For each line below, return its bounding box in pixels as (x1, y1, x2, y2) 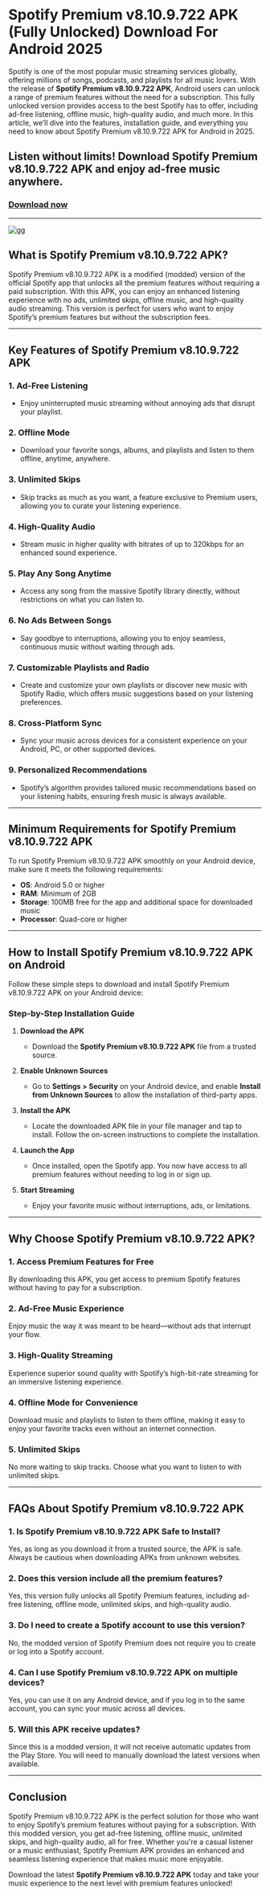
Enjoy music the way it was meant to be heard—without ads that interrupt (8, 1321, 252, 1331)
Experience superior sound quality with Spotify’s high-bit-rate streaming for (8, 1368, 259, 1378)
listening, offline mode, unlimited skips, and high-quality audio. (23, 1600, 231, 1609)
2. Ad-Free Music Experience (8, 1303, 125, 1314)
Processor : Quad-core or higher (19, 914, 128, 924)
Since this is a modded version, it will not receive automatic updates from (8, 1742, 251, 1752)
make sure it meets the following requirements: (8, 864, 164, 875)
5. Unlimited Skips (8, 1443, 80, 1455)
